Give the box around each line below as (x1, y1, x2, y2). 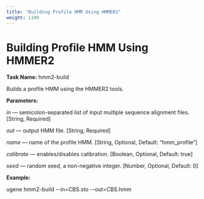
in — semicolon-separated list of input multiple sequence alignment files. (6, 109, 190, 116)
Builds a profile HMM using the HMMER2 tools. (6, 86, 124, 93)
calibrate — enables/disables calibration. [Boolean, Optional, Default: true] (6, 150, 193, 158)
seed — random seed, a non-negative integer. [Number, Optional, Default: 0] (6, 162, 199, 170)
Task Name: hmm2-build (6, 73, 69, 81)
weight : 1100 (6, 15, 40, 21)
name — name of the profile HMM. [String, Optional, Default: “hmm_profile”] (6, 139, 198, 146)
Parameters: (6, 97, 38, 104)
